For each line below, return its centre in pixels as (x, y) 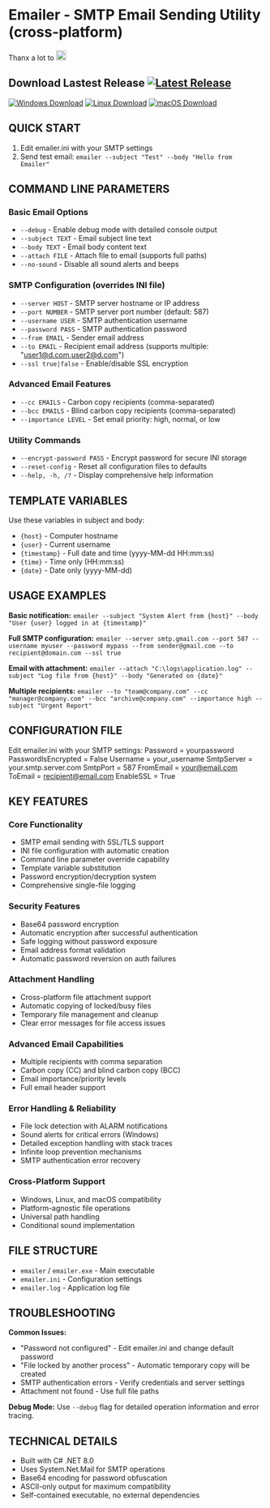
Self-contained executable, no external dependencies (110, 1495)
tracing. (21, 1416)
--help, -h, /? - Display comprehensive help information (116, 475)
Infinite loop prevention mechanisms (81, 1152)
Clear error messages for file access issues (93, 1023)
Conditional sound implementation (77, 1225)
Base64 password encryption (69, 924)
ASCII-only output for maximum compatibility (96, 1487)
